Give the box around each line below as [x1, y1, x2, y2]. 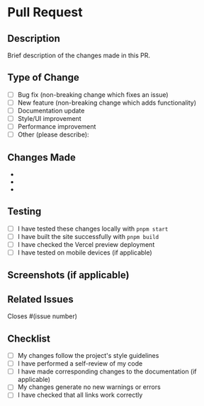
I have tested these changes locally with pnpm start [17, 224, 169, 233]
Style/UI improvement [17, 115, 81, 122]
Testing [7, 206, 42, 218]
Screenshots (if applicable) [7, 269, 130, 282]
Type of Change [7, 71, 79, 83]
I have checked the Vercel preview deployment [17, 240, 155, 248]
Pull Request [7, 4, 83, 21]
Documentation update [17, 106, 85, 115]
